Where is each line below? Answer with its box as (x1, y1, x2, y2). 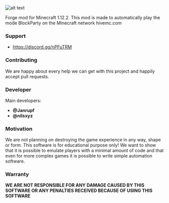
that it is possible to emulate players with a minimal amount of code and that (5, 147, 164, 154)
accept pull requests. (5, 73, 50, 79)
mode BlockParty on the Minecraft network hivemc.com (5, 20, 122, 26)
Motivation (5, 125, 33, 132)
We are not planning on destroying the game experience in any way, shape (5, 137, 161, 143)
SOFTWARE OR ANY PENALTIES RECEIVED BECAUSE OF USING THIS (5, 187, 153, 194)
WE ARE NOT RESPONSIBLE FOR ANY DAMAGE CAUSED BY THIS (5, 182, 145, 188)
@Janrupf (12, 107, 34, 113)
